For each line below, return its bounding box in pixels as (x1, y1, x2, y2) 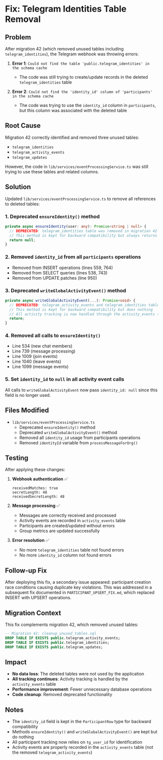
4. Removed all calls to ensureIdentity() (5, 332, 101, 339)
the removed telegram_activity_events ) (12, 749, 93, 756)
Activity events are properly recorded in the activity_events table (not (12, 744, 154, 750)
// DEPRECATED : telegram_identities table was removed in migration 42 (9, 228, 158, 234)
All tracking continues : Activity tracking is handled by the (12, 676, 129, 682)
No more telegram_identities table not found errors (19, 547, 124, 553)
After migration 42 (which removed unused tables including (5, 46, 124, 51)
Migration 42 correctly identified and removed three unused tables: (5, 135, 139, 140)
